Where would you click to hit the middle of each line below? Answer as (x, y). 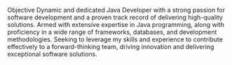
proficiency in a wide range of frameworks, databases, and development (112, 32)
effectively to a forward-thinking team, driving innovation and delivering (111, 47)
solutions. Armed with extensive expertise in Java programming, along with (116, 25)
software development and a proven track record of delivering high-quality (115, 17)
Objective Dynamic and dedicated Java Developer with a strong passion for (116, 10)
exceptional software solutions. (52, 54)
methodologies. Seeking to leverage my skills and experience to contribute (115, 39)
